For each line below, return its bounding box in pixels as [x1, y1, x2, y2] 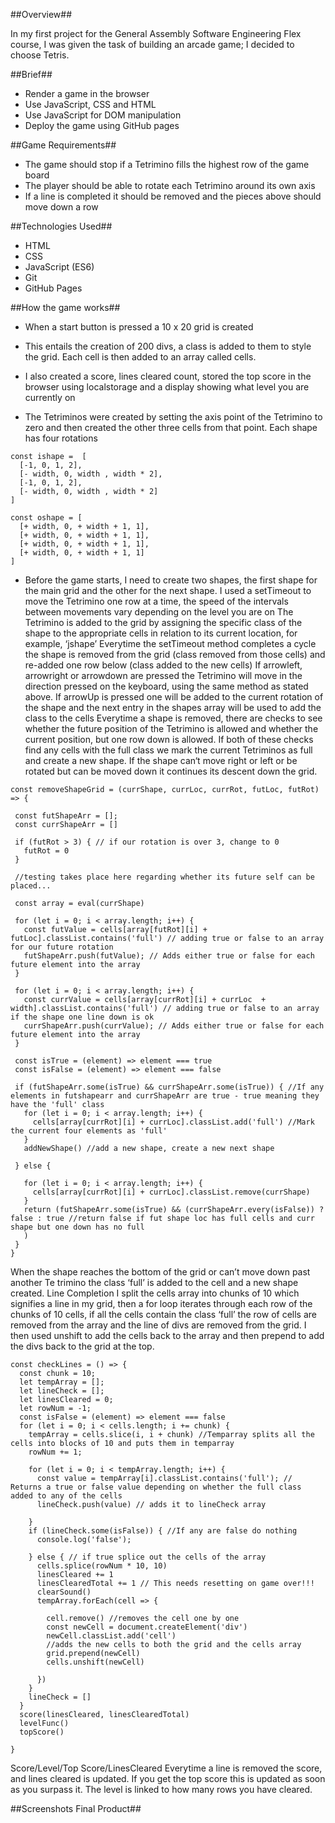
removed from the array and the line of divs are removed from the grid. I [10, 1319, 307, 1331]
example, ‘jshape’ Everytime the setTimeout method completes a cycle [24, 638, 317, 649]
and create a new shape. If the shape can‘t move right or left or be [24, 755, 298, 766]
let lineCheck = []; [19, 1386, 105, 1396]
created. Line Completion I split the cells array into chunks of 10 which [10, 1287, 300, 1299]
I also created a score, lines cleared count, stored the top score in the [24, 370, 312, 382]
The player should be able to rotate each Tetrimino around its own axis [24, 180, 316, 191]
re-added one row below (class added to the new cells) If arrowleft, [24, 659, 303, 671]
